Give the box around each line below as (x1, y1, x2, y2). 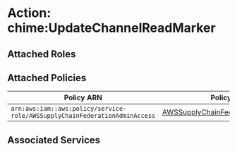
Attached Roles (7, 48, 76, 60)
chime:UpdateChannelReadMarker (7, 20, 217, 36)
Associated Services (7, 134, 101, 146)
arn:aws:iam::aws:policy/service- (11, 104, 127, 113)
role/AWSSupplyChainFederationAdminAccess (11, 111, 156, 120)
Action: (7, 5, 51, 21)
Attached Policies (7, 72, 87, 84)
